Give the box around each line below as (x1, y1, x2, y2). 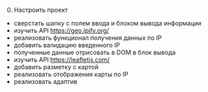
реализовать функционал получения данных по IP (13, 34, 162, 42)
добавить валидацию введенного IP (13, 41, 120, 49)
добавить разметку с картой (13, 63, 99, 71)
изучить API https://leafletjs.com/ (13, 56, 110, 64)
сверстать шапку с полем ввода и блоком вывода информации (13, 19, 202, 27)
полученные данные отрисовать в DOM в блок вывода (13, 48, 176, 56)
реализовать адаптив (13, 78, 77, 85)
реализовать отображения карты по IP (13, 70, 129, 78)
